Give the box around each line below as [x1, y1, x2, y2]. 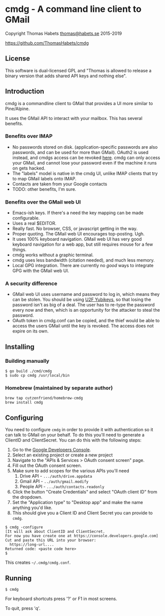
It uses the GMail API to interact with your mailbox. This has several [5, 115, 143, 121]
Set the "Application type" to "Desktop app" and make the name [12, 500, 143, 505]
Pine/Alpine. [5, 106, 30, 112]
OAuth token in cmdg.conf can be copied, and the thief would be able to [12, 318, 160, 324]
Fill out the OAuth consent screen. [12, 462, 82, 469]
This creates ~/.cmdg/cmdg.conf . [5, 560, 71, 565]
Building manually [5, 357, 50, 364]
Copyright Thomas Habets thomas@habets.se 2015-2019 [5, 30, 122, 36]
